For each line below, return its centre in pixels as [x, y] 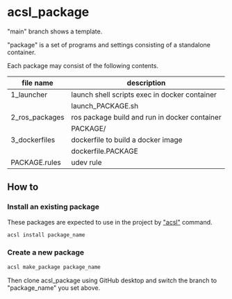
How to [23, 187]
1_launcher [29, 95]
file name [38, 83]
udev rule [86, 162]
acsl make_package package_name [54, 267]
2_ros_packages [38, 117]
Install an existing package [53, 207]
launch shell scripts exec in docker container [144, 95]
